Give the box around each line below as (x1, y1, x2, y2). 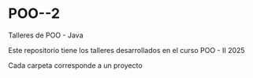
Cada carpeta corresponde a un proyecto (8, 60, 143, 70)
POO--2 (8, 5, 61, 23)
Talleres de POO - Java (8, 30, 84, 40)
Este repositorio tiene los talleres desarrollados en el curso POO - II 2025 (8, 45, 246, 55)
